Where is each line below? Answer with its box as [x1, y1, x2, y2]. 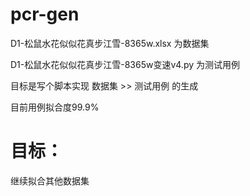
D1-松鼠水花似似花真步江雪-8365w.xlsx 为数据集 [10, 37, 210, 49]
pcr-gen [10, 3, 80, 26]
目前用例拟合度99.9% [10, 101, 100, 113]
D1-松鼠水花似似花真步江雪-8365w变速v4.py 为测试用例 [10, 58, 241, 70]
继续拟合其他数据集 [10, 174, 90, 187]
